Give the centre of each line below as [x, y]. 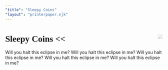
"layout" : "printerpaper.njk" [37, 14]
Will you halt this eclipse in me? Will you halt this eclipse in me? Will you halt [83, 52]
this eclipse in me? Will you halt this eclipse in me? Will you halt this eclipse [82, 57]
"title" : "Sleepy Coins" [31, 10]
